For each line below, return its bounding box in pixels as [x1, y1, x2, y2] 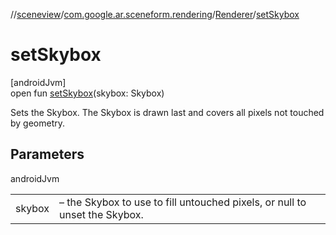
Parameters [10, 146, 85, 163]
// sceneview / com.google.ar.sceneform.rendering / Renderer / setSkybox [10, 9, 300, 20]
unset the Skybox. [59, 207, 144, 221]
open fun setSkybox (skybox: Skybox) [10, 87, 165, 99]
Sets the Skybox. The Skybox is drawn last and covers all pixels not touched [10, 106, 325, 118]
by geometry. [10, 117, 66, 129]
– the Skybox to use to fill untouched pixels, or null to [59, 195, 307, 209]
